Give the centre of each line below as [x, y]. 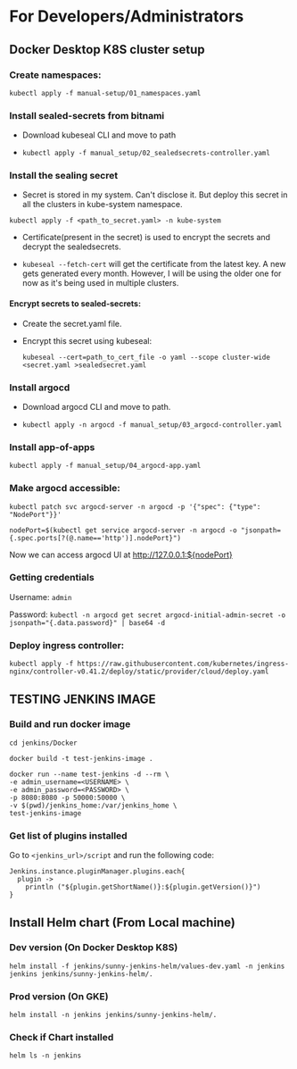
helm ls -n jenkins [45, 1056]
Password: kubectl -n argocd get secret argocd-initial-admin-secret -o [148, 614]
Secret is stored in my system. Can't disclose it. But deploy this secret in [155, 195]
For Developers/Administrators [127, 17]
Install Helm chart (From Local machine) [123, 922]
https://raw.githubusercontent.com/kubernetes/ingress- [183, 664]
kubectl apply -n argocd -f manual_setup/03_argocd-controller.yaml [152, 425]
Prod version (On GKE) [59, 996]
